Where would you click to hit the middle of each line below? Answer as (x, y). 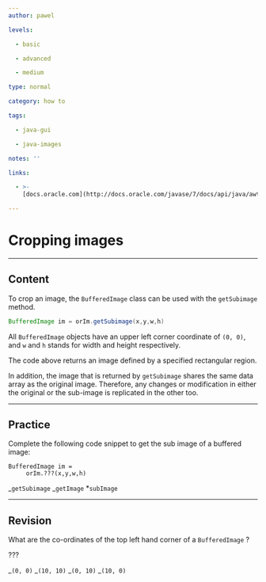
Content (29, 279)
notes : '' (25, 158)
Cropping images (66, 240)
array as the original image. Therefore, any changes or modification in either (133, 384)
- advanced (33, 59)
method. (22, 306)
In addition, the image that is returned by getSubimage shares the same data (131, 375)
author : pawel (32, 15)
